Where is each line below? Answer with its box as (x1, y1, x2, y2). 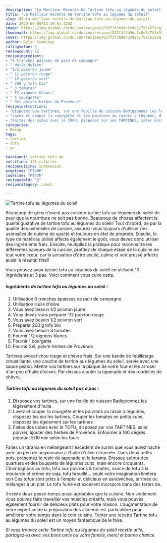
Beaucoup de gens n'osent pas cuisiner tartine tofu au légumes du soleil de (5, 210, 160, 216)
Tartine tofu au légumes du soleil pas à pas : (5, 385, 100, 391)
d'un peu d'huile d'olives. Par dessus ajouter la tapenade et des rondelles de (5, 368, 162, 374)
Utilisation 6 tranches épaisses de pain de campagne (12, 296, 121, 302)
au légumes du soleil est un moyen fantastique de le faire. (5, 517, 123, 523)
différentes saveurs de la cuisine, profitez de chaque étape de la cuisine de (5, 246, 159, 252)
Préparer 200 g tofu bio (12, 322, 61, 328)
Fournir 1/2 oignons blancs (12, 333, 67, 339)
